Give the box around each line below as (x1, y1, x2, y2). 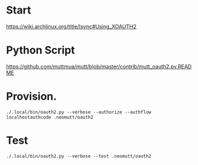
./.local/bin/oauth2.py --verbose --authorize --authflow (6, 109, 151, 115)
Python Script (6, 43, 75, 57)
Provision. (6, 90, 57, 103)
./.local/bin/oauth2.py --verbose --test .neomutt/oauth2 (6, 153, 151, 159)
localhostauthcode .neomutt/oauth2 (6, 114, 94, 120)
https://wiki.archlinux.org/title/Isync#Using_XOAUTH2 (6, 23, 137, 30)
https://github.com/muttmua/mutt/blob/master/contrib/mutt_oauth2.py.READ (6, 63, 192, 70)
